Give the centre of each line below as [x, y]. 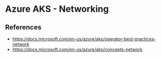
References [23, 27]
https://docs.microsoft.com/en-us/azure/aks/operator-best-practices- [84, 39]
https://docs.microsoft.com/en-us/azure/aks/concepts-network [77, 49]
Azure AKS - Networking [57, 9]
